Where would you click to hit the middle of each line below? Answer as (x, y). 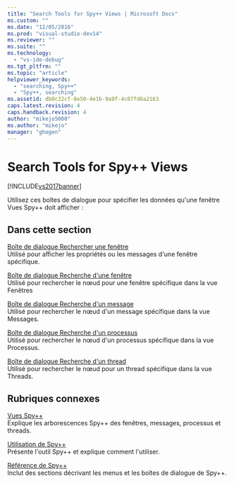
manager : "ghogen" (34, 132)
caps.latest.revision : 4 (44, 106)
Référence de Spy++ (37, 465)
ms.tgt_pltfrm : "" (34, 66)
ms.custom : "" (28, 20)
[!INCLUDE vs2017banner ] (45, 186)
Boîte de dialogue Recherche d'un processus (73, 333)
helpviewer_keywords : (39, 79)
